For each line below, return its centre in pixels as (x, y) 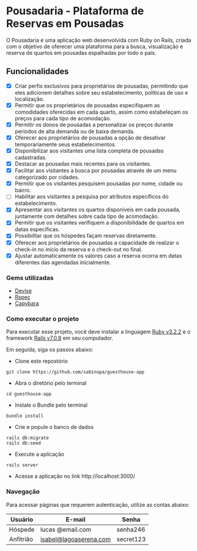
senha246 (131, 530)
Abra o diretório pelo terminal (51, 383)
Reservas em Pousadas (65, 24)
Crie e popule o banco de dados (54, 427)
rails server (22, 465)
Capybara (27, 303)
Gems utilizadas (30, 278)
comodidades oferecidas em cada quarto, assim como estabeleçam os (101, 112)
